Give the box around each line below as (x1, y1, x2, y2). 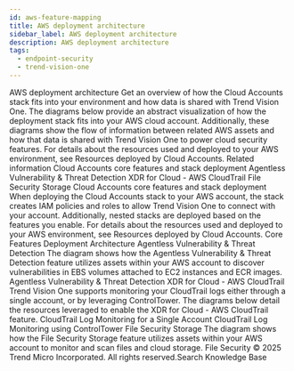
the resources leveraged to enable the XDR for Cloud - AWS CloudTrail (9, 304, 269, 315)
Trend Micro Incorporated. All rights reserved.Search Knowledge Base (9, 351, 267, 362)
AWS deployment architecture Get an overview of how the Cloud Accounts (9, 86, 283, 98)
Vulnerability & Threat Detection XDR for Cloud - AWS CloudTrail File (9, 172, 261, 182)
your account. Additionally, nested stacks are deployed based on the (9, 210, 261, 221)
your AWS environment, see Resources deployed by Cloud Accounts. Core (9, 229, 283, 239)
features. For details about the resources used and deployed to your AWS (9, 143, 279, 154)
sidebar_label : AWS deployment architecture (9, 29, 177, 38)
